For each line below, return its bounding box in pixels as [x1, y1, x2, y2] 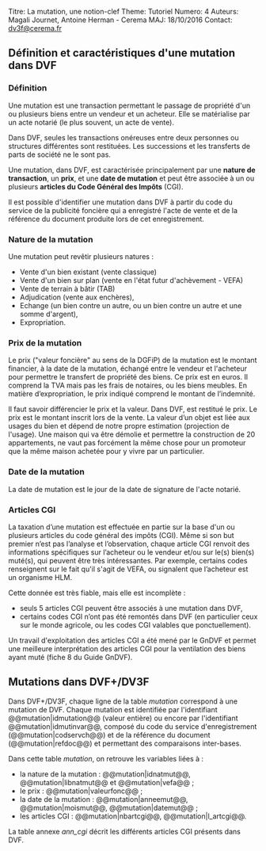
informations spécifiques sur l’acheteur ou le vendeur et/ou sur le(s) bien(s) [8, 547, 255, 557]
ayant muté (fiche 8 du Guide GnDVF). [8, 652, 133, 662]
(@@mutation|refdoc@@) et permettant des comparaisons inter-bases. [8, 738, 241, 748]
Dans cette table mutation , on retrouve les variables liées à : [8, 754, 204, 763]
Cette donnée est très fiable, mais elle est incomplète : [8, 588, 186, 597]
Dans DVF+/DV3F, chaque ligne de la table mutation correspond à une [8, 696, 238, 706]
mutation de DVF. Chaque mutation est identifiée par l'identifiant [8, 704, 218, 714]
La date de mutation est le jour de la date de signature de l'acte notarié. [8, 484, 241, 494]
